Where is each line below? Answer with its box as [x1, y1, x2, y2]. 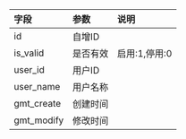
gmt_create [13, 98, 62, 109]
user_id [13, 64, 45, 75]
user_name [13, 81, 61, 92]
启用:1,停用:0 [117, 48, 173, 59]
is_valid [13, 47, 45, 59]
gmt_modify [13, 114, 64, 126]
